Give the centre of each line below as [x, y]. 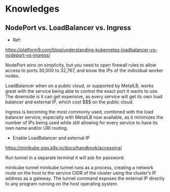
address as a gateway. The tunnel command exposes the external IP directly [85, 178]
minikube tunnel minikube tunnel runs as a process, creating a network [79, 168]
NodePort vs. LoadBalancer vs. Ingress [68, 28]
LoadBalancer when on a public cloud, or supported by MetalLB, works [79, 86]
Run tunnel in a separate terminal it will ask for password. [65, 158]
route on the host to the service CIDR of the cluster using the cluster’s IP [81, 173]
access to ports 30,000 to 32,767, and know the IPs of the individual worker [84, 70]
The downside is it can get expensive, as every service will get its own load [84, 97]
